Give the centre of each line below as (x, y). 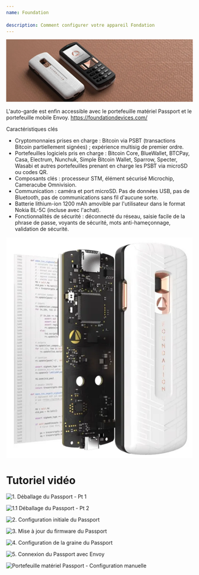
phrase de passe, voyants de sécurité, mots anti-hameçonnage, (92, 223)
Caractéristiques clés (32, 129)
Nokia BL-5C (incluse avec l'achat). (57, 210)
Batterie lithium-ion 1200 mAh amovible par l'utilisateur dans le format (100, 204)
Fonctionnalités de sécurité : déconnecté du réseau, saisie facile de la (100, 216)
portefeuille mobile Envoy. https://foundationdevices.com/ (77, 118)
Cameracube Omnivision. (46, 185)
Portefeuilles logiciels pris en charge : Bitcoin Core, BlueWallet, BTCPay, (102, 153)
